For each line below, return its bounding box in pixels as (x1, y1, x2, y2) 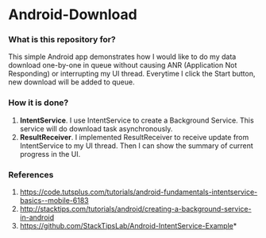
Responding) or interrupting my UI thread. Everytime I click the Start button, (8, 69, 256, 79)
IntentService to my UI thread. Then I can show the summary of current (19, 141, 254, 150)
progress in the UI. (19, 149, 81, 158)
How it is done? (8, 97, 69, 108)
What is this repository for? (8, 34, 117, 45)
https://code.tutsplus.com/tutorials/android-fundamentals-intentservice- (19, 187, 258, 197)
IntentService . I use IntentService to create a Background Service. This (19, 115, 254, 125)
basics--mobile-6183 (19, 196, 89, 205)
